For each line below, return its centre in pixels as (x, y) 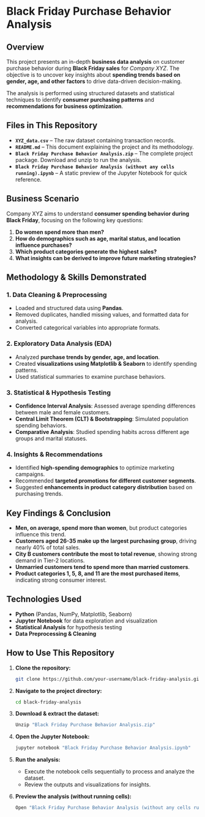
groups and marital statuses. (51, 438)
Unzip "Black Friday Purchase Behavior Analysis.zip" (85, 725)
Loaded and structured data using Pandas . (69, 308)
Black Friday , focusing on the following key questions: (75, 220)
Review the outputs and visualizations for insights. (88, 784)
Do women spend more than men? (60, 232)
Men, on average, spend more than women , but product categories (101, 528)
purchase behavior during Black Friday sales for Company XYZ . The (93, 68)
